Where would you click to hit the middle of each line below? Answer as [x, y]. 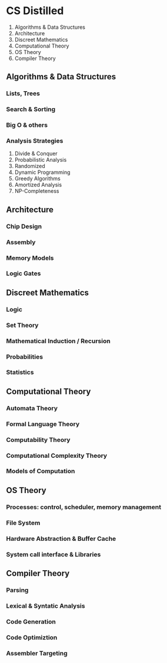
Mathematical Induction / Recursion [58, 341]
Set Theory [22, 325]
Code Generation [31, 621]
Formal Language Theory [43, 424]
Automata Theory [32, 408]
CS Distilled [35, 11]
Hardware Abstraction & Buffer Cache [61, 538]
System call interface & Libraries [54, 554]
